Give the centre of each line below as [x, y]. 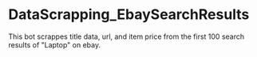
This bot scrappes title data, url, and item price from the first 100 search [127, 36]
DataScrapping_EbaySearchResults [129, 15]
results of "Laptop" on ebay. [55, 44]
